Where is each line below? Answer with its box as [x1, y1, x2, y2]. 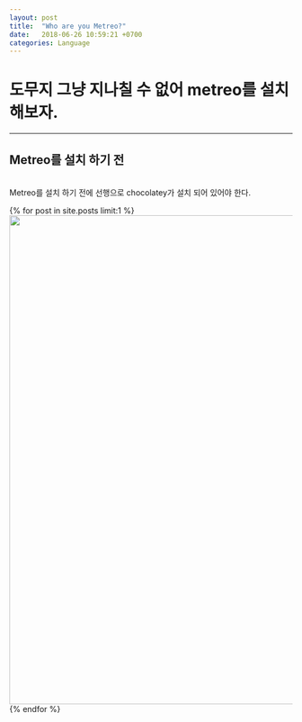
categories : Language [9, 38, 91, 48]
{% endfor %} [9, 704, 61, 714]
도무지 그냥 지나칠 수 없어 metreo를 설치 [9, 80, 289, 100]
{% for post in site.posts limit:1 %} [9, 205, 135, 216]
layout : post [9, 13, 58, 23]
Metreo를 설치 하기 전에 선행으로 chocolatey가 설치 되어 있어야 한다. [9, 187, 252, 198]
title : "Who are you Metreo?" [9, 22, 127, 31]
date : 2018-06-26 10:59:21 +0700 [9, 30, 143, 39]
